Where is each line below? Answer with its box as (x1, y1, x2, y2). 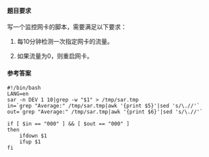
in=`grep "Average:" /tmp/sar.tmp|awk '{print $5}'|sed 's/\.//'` (7, 103, 200, 110)
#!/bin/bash (7, 84, 41, 92)
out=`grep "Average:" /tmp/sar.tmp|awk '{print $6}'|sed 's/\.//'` (7, 108, 204, 116)
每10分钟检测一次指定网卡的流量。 (16, 38, 114, 46)
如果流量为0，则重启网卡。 (16, 52, 94, 60)
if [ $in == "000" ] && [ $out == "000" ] (7, 121, 130, 128)
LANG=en (7, 90, 29, 97)
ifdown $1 (19, 132, 48, 140)
